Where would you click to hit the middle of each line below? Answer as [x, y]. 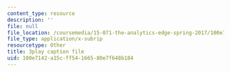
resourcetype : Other [37, 45]
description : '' [30, 20]
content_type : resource [41, 13]
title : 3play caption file [46, 52]
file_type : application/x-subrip [55, 39]
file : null [23, 26]
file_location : [29, 33]
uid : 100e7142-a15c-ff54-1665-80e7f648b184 [70, 58]
